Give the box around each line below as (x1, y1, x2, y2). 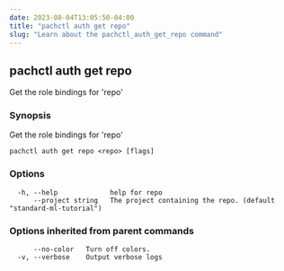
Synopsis (9, 109, 51, 122)
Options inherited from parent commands (9, 224, 195, 237)
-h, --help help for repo (17, 188, 164, 197)
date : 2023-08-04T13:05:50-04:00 (9, 13, 135, 22)
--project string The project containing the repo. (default (32, 196, 276, 205)
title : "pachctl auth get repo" (9, 22, 130, 31)
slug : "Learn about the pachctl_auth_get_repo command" (9, 30, 223, 39)
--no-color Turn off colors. (32, 245, 151, 254)
